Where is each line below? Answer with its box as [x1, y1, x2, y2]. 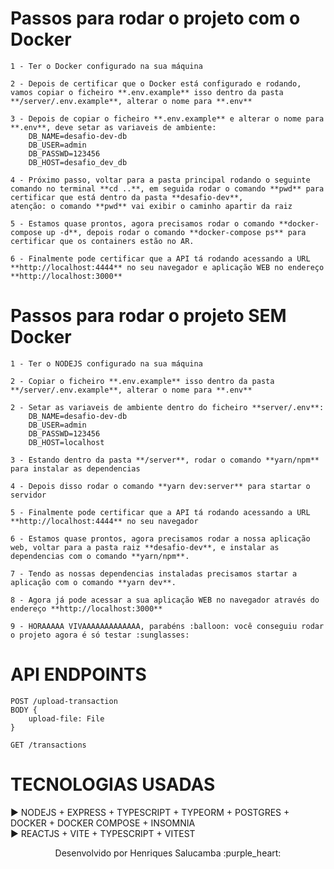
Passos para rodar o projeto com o [10, 7, 301, 30]
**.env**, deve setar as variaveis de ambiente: [10, 122, 217, 132]
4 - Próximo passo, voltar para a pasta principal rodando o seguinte [10, 175, 311, 185]
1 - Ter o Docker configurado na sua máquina [10, 61, 203, 71]
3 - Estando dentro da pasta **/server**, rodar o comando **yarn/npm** [10, 455, 320, 465]
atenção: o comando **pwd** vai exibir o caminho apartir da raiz [10, 201, 293, 211]
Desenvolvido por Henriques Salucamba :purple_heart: [54, 847, 282, 859]
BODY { [10, 705, 38, 715]
